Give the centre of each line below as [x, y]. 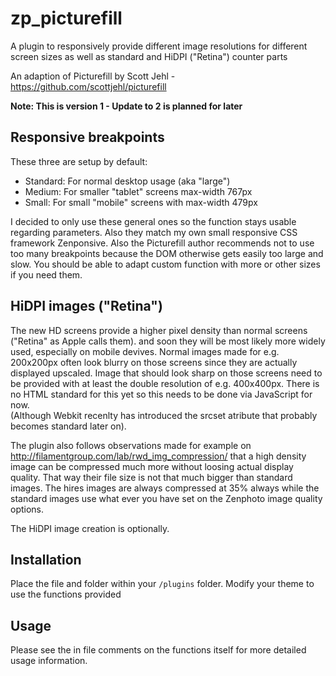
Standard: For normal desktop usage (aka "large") [127, 181]
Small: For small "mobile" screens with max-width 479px [141, 202]
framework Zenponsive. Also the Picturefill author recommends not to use [162, 243]
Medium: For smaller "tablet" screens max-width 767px [138, 191]
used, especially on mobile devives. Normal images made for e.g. [145, 351]
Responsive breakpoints [87, 137]
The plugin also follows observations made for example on [131, 445]
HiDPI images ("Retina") [86, 306]
